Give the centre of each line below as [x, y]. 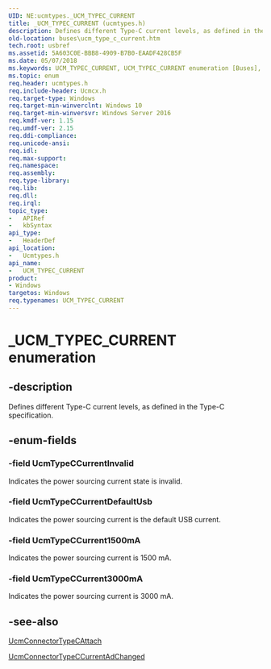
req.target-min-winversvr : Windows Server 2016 [90, 114]
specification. [31, 415]
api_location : [32, 248]
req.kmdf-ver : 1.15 [41, 121]
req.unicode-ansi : [39, 143]
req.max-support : [38, 158]
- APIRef [27, 218]
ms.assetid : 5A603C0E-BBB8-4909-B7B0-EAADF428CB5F [95, 53]
